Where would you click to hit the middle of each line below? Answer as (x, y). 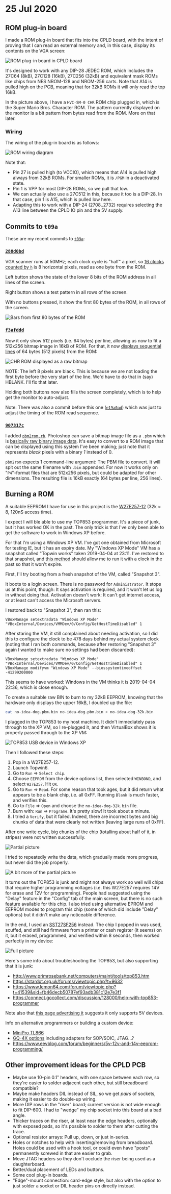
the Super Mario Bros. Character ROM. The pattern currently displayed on (83, 107)
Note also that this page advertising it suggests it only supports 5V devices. (84, 1013)
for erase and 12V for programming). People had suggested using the (78, 893)
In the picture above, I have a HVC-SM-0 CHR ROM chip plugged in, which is (82, 102)
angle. (19, 1115)
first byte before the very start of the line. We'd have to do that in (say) (79, 377)
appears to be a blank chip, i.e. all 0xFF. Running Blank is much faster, (86, 794)
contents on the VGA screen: (35, 51)
